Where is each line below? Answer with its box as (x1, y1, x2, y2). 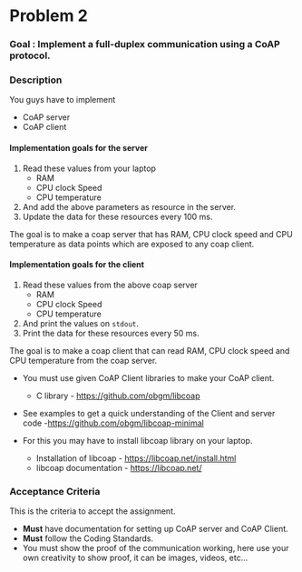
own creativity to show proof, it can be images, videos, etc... (22, 552, 248, 564)
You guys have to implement (9, 95, 116, 105)
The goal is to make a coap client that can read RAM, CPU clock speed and (9, 345, 290, 356)
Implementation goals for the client (9, 259, 145, 270)
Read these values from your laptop (22, 163, 157, 174)
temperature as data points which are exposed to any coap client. (9, 238, 255, 249)
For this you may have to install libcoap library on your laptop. (22, 435, 253, 446)
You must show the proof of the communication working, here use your (22, 543, 289, 554)
